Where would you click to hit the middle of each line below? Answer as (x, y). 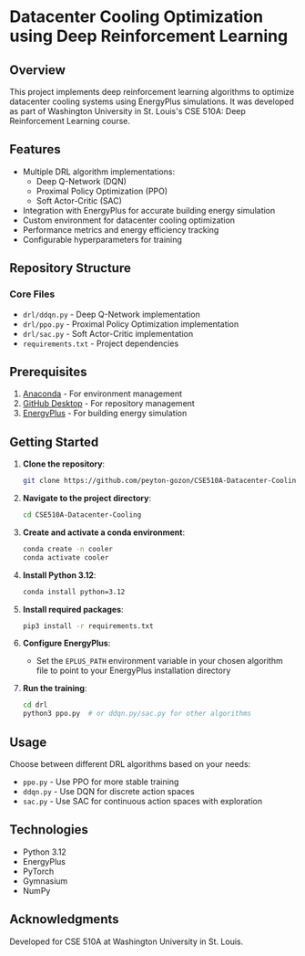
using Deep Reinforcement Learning (149, 36)
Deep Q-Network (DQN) (81, 181)
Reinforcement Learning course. (70, 121)
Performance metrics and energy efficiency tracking (121, 229)
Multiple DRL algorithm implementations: (99, 172)
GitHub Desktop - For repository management (109, 404)
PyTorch (38, 871)
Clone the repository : (64, 464)
